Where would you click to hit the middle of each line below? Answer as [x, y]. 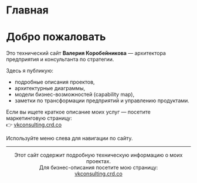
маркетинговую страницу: [39, 118]
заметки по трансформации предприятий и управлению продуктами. [102, 101]
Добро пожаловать [56, 37]
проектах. [98, 161]
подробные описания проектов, [55, 82]
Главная [27, 10]
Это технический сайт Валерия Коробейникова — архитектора [86, 53]
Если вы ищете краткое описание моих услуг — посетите [78, 112]
